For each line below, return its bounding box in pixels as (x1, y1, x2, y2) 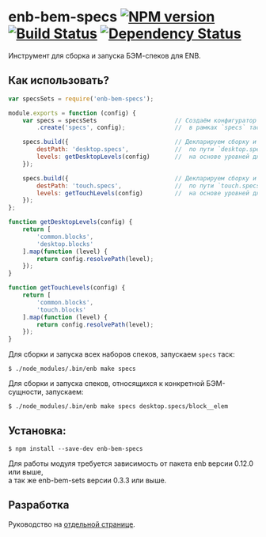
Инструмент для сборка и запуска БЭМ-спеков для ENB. (8, 51, 202, 60)
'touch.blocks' (36, 305, 87, 314)
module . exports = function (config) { (8, 109, 136, 117)
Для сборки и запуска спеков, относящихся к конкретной (8, 379, 205, 388)
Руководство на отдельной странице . (8, 519, 136, 529)
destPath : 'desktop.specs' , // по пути (36, 146, 215, 153)
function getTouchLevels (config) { (8, 284, 126, 292)
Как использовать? (8, 74, 109, 87)
